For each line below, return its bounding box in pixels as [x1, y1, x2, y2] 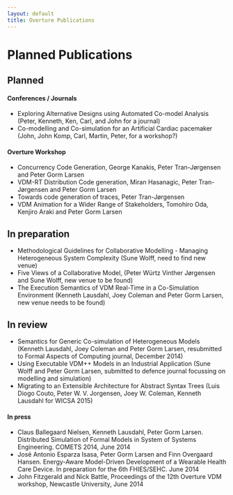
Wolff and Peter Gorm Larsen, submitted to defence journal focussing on [17, 367, 226, 376]
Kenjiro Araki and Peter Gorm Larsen [17, 207, 122, 216]
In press [7, 413, 31, 421]
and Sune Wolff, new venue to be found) [17, 276, 134, 285]
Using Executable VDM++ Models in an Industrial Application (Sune [17, 360, 211, 368]
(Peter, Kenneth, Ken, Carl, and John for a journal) [17, 117, 161, 126]
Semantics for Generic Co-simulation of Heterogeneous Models [17, 337, 200, 346]
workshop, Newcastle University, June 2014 [17, 480, 144, 489]
